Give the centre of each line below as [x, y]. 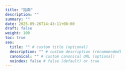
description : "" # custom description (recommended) [66, 51]
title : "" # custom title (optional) [49, 47]
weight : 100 [17, 33]
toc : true [15, 38]
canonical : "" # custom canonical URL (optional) [62, 56]
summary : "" [17, 19]
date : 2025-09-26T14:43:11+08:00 [40, 24]
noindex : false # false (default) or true [54, 61]
